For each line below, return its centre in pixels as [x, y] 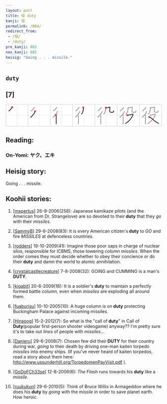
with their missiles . [32, 221]
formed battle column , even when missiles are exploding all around [81, 291]
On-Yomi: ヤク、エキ [30, 155]
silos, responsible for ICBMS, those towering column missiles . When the [86, 251]
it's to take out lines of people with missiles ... [58, 331]
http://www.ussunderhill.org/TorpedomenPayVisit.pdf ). [70, 362]
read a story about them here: [43, 357]
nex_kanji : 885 [21, 52]
